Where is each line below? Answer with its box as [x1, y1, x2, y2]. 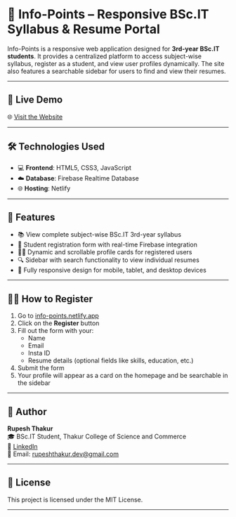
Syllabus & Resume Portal [7, 21, 160, 37]
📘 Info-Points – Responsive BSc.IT [7, 6, 209, 22]
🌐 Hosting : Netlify [17, 184, 71, 192]
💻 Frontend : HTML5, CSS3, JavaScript [17, 163, 132, 171]
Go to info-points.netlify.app [17, 312, 100, 320]
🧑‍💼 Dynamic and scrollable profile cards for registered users [17, 248, 192, 256]
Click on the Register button [17, 319, 100, 327]
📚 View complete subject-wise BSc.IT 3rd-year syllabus [17, 230, 181, 239]
